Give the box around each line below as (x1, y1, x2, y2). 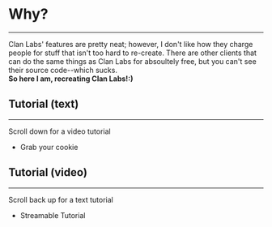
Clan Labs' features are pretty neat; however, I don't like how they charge (8, 39, 253, 49)
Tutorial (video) (8, 165, 87, 179)
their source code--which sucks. (8, 65, 117, 75)
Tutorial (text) (8, 97, 79, 111)
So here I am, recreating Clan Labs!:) (8, 74, 134, 84)
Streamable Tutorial (19, 210, 86, 220)
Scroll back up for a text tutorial (8, 195, 113, 204)
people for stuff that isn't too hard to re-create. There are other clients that (8, 48, 257, 58)
